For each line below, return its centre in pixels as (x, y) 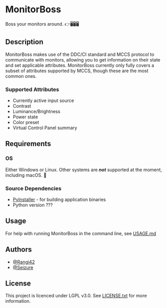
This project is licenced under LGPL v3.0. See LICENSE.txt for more (76, 296)
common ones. (21, 76)
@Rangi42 (23, 262)
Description (24, 42)
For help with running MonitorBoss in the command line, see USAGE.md (81, 233)
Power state (25, 117)
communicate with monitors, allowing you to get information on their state (83, 59)
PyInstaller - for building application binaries (59, 200)
